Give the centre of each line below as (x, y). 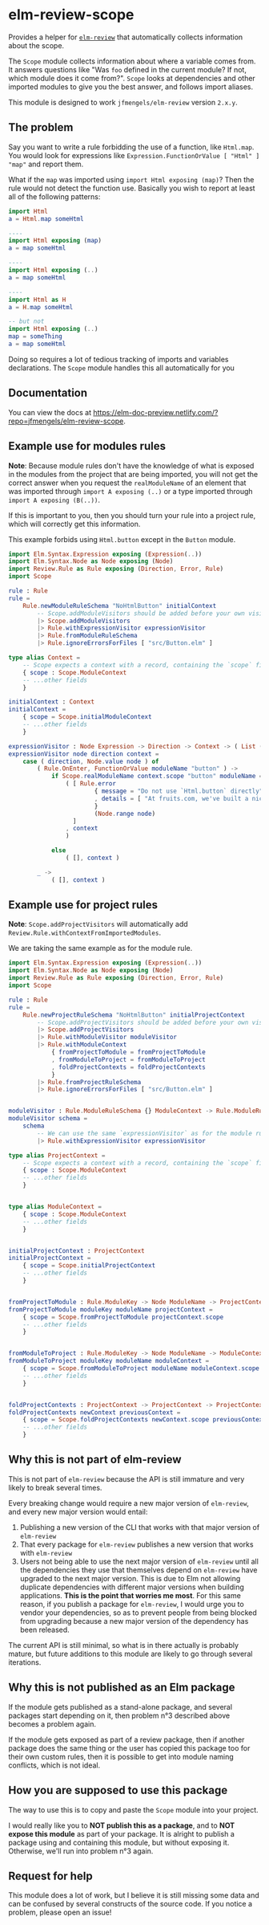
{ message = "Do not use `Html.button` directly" (179, 791)
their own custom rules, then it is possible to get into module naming (121, 1756)
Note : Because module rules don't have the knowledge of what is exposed (131, 465)
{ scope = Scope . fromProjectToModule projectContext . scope (123, 1317)
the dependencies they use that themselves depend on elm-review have (139, 1570)
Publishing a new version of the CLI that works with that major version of (140, 1527)
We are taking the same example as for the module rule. (100, 948)
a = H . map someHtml (41, 307)
